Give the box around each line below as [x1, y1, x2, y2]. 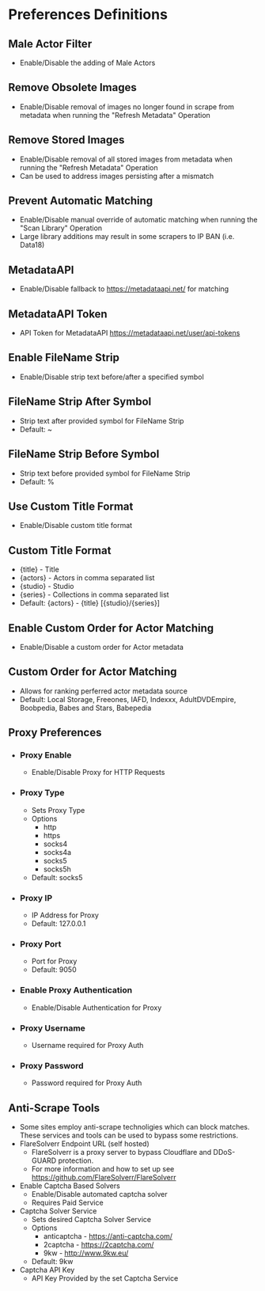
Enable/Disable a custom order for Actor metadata [19, 642, 184, 651]
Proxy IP [19, 892, 53, 903]
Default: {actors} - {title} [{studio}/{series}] [19, 598, 161, 608]
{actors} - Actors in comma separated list [19, 573, 155, 583]
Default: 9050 [31, 965, 77, 974]
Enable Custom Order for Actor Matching [8, 621, 214, 635]
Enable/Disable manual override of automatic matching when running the [19, 215, 258, 225]
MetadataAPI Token [8, 307, 108, 321]
